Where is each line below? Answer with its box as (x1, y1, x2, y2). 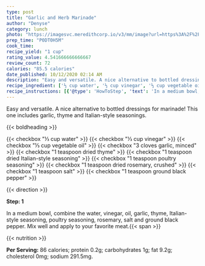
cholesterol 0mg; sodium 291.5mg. (6, 253, 93, 260)
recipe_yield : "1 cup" (6, 49, 64, 55)
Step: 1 (6, 198, 24, 205)
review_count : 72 (6, 60, 51, 66)
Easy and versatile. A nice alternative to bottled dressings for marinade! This (6, 105, 198, 112)
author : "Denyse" (6, 20, 51, 26)
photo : (6, 32, 23, 38)
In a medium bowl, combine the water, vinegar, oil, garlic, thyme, (6, 209, 168, 217)
